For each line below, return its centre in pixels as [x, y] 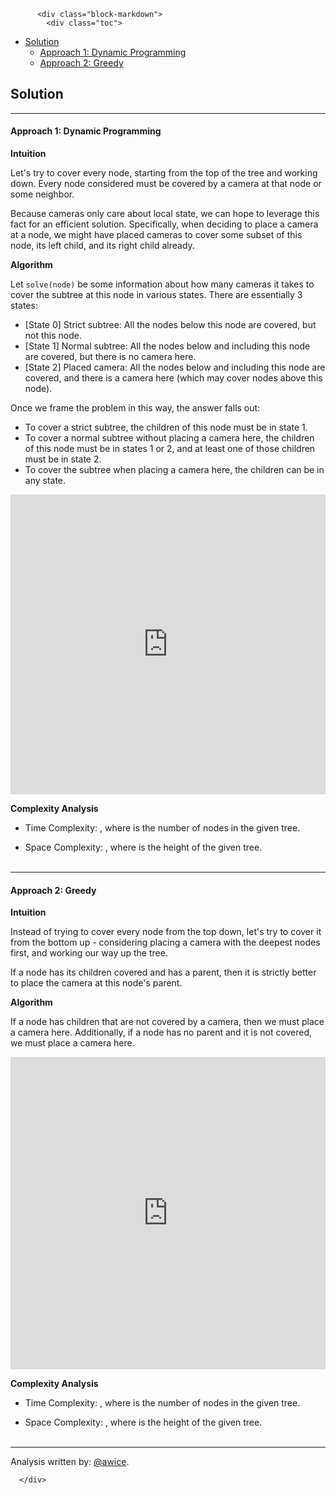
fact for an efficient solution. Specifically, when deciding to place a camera [164, 224]
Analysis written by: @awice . [70, 1462]
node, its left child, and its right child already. [102, 246]
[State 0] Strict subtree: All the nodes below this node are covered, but [170, 325]
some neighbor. [42, 194]
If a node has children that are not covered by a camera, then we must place [167, 1022]
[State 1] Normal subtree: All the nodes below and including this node [167, 346]
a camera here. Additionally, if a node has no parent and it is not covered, [161, 1032]
